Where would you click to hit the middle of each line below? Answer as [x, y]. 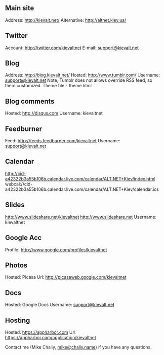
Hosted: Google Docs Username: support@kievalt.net [60, 305]
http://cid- [16, 174]
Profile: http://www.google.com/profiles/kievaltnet [56, 249]
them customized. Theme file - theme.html [48, 86]
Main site [20, 8]
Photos [16, 265]
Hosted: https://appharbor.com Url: [41, 332]
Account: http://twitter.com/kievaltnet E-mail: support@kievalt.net [72, 48]
